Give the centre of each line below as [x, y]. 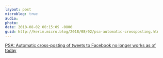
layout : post [18, 9]
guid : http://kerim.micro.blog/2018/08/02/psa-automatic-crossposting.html [83, 32]
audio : [12, 18]
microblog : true [21, 14]
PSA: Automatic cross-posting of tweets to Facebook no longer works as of [81, 45]
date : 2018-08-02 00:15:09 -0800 [39, 27]
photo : [12, 23]
